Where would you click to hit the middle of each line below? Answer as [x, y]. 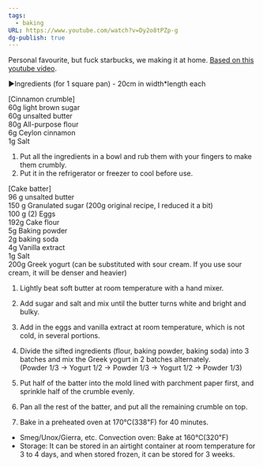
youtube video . [33, 69]
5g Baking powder [38, 231]
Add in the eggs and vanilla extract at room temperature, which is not [132, 327]
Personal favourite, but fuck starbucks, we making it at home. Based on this [131, 60]
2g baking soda [34, 239]
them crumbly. [43, 165]
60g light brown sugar [44, 108]
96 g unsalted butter [41, 197]
